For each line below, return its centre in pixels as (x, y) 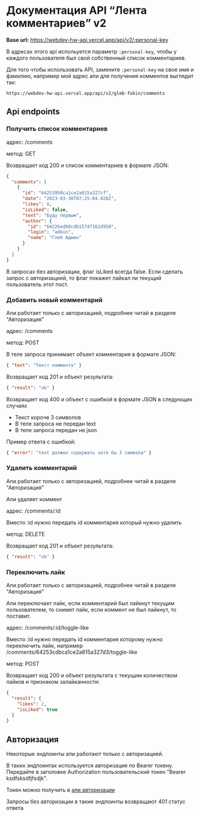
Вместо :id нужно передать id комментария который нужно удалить (94, 522)
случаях (17, 406)
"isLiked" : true (38, 710)
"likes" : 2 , (32, 704)
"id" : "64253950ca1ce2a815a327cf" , (67, 193)
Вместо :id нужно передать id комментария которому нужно (85, 639)
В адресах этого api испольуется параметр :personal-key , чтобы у (92, 51)
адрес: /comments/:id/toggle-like (47, 628)
